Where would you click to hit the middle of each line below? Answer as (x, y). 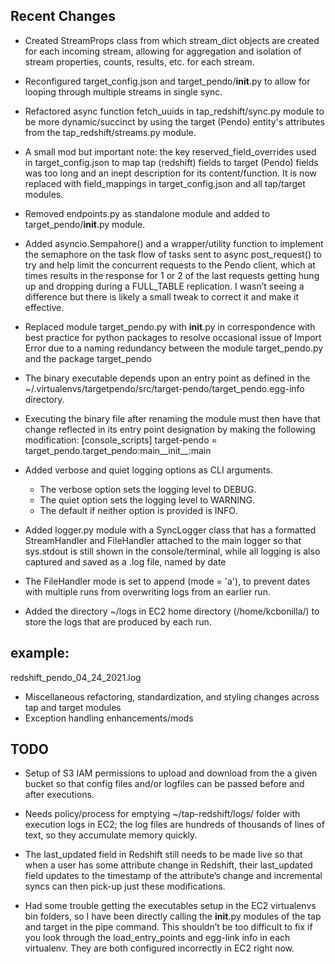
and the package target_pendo (88, 358)
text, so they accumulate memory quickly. (111, 835)
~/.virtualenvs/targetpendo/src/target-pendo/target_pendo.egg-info (164, 388)
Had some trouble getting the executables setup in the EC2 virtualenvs (170, 906)
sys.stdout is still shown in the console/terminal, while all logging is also (172, 551)
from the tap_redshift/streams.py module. (110, 132)
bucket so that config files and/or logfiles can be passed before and (164, 784)
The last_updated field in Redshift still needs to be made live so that (163, 855)
